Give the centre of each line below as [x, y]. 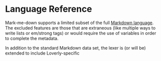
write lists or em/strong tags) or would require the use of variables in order [81, 33]
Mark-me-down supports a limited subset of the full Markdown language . [80, 23]
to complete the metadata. [32, 38]
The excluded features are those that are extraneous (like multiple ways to [80, 28]
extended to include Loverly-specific [42, 53]
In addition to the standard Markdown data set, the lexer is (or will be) [76, 48]
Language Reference [48, 9]
